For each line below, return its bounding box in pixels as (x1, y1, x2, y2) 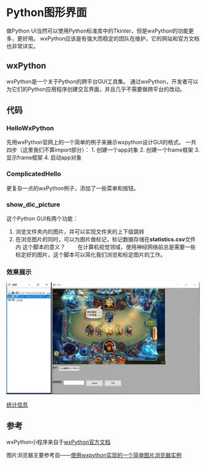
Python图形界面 (6, 6, 87, 20)
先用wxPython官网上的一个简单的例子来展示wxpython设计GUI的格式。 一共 (6, 139, 197, 146)
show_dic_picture (6, 200, 61, 209)
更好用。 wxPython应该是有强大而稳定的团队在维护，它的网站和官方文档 (17, 34, 200, 42)
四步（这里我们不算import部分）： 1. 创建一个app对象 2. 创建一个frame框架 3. (6, 146, 200, 154)
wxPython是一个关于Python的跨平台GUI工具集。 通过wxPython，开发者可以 (6, 77, 199, 85)
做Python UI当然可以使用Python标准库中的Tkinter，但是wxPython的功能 (6, 27, 189, 34)
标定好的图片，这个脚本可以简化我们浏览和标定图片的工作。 (15, 251, 166, 259)
